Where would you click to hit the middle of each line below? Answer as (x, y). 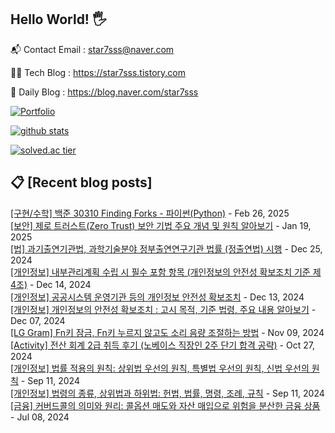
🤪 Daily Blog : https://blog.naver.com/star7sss (104, 92)
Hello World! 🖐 (58, 19)
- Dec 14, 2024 (60, 284)
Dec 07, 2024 (38, 320)
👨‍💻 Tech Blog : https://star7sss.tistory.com (98, 72)
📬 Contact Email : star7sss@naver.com (92, 49)
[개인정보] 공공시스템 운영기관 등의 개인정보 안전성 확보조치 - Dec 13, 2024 (157, 297)
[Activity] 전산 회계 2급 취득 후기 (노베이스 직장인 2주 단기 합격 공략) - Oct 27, (162, 345)
